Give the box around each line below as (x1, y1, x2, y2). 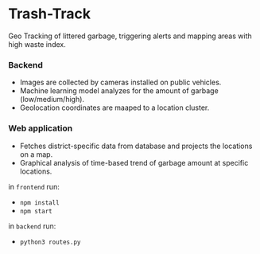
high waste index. (8, 39, 66, 49)
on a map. (19, 149, 53, 159)
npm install (19, 198, 60, 207)
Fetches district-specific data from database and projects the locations (19, 141, 253, 150)
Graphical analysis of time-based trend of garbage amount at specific (19, 158, 249, 167)
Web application (8, 123, 73, 134)
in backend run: (8, 221, 56, 231)
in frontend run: (8, 182, 60, 191)
